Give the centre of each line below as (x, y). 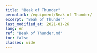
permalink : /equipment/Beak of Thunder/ (49, 15)
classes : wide (20, 43)
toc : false (17, 38)
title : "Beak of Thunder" (33, 10)
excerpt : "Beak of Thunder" (35, 19)
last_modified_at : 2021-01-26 (38, 24)
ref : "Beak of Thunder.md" (34, 33)
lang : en (15, 29)
